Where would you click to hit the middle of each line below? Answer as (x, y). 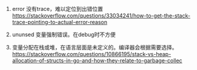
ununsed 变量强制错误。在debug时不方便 (64, 34)
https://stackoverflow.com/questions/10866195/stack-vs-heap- (92, 54)
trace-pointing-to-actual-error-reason (60, 22)
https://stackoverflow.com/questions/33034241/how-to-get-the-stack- (101, 16)
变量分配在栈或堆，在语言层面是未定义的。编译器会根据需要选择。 (95, 47)
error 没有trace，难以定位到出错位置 (57, 9)
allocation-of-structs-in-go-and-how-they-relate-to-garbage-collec (97, 60)
